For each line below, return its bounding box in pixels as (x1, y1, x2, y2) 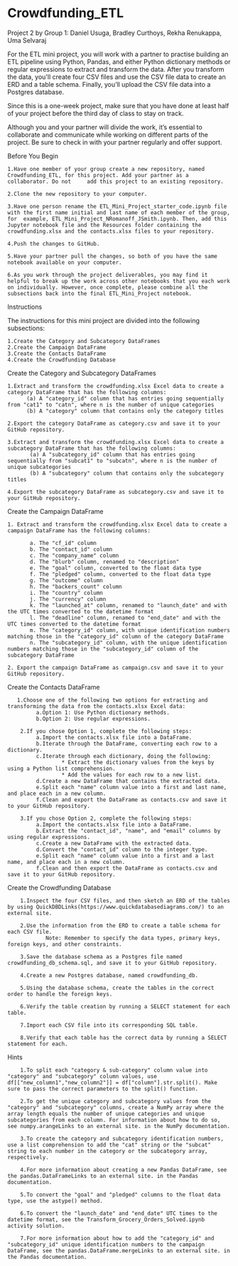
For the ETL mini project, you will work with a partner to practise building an (7, 50, 229, 58)
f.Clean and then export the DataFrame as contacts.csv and (36, 865, 218, 872)
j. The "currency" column (29, 596, 107, 603)
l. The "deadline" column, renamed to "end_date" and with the (29, 614, 221, 621)
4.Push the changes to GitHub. (7, 240, 100, 247)
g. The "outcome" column (29, 576, 103, 584)
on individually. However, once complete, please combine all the (7, 283, 208, 291)
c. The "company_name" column (29, 552, 119, 559)
